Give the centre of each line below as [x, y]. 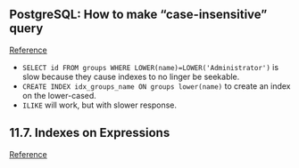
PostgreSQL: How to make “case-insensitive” [138, 15]
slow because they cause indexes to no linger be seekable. [131, 76]
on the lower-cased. [59, 95]
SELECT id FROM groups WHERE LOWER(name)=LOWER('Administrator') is [150, 67]
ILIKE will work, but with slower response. [99, 105]
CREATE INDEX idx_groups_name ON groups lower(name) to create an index [156, 86]
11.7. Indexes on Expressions [90, 133]
